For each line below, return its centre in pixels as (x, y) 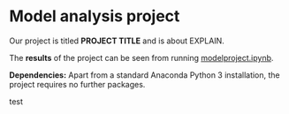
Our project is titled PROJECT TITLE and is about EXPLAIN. (117, 41)
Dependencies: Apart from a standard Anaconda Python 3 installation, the (144, 75)
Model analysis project (95, 16)
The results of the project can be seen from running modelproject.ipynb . (141, 57)
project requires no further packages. (77, 84)
